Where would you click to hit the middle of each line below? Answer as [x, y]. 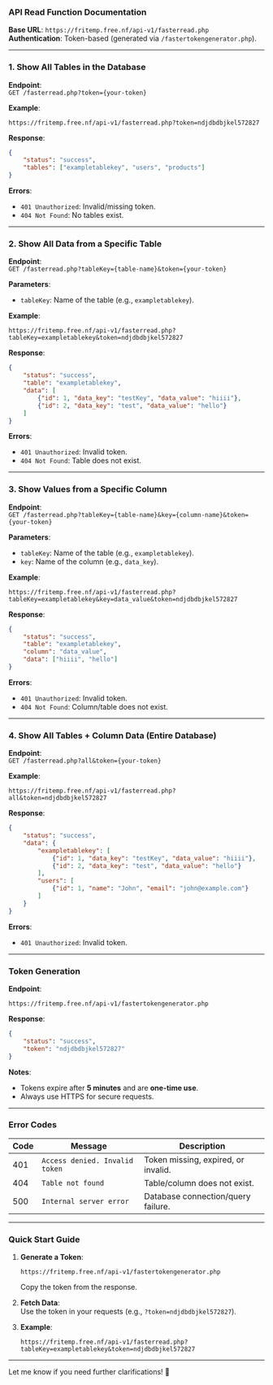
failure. [157, 1206]
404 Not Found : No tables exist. [72, 215]
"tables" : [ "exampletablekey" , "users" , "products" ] [114, 168]
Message [89, 1146]
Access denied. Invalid [88, 1160]
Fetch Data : [40, 1303]
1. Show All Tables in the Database [77, 67]
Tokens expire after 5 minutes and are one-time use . [109, 1088]
